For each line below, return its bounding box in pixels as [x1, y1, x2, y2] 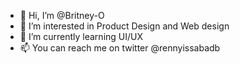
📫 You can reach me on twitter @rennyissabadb [19, 42, 221, 54]
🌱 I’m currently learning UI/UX [19, 31, 144, 42]
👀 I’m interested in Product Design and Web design [19, 20, 230, 32]
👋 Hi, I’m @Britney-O [19, 10, 105, 21]
